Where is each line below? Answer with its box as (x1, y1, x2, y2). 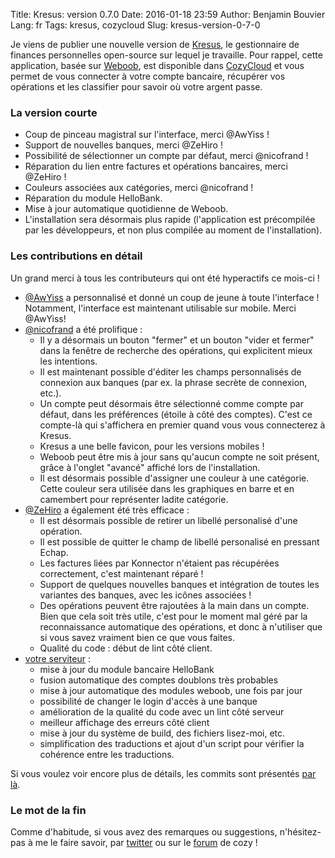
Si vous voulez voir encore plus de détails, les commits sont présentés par (10, 767, 317, 779)
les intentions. (39, 355, 98, 367)
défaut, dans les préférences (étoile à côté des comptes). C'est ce (39, 408, 313, 420)
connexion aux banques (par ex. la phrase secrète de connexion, (39, 376, 308, 388)
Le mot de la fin (10, 803, 87, 817)
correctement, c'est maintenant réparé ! (39, 567, 204, 579)
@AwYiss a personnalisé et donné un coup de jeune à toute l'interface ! (24, 291, 320, 303)
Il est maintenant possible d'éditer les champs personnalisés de (39, 365, 302, 378)
